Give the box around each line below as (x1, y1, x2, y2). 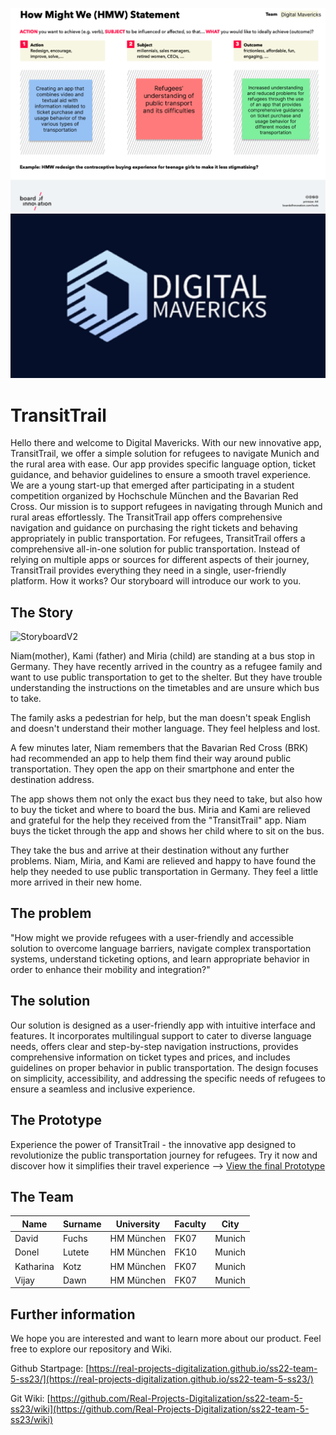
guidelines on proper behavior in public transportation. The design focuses (10, 1061, 319, 1073)
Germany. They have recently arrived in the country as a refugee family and (10, 661, 323, 673)
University (115, 1218, 161, 1230)
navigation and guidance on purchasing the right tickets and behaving (10, 522, 298, 534)
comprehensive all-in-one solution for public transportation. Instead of (10, 543, 301, 555)
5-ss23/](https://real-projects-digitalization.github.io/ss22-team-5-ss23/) (10, 1373, 314, 1385)
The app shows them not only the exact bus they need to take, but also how (10, 793, 323, 805)
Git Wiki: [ (10, 1393, 51, 1405)
